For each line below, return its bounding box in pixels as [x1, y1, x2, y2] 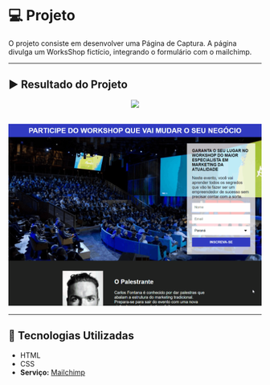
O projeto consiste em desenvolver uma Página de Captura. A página [8, 38, 237, 48]
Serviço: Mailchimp [19, 367, 86, 377]
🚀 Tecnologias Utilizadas [8, 329, 134, 342]
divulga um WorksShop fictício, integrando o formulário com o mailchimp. [8, 47, 252, 56]
